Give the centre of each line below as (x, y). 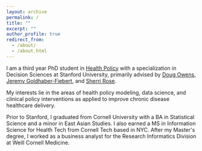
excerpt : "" (21, 29)
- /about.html (29, 51)
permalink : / (23, 17)
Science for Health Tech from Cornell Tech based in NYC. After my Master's (101, 129)
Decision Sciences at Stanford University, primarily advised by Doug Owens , (101, 74)
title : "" (19, 23)
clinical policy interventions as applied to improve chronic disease (88, 99)
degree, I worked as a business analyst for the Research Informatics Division (101, 136)
